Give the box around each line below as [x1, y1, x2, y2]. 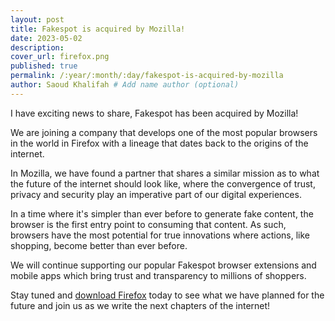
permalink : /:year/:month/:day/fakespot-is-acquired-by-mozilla [10, 71, 284, 81]
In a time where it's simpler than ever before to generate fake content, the [10, 207, 314, 220]
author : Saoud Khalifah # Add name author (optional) [10, 80, 240, 90]
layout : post [10, 14, 65, 25]
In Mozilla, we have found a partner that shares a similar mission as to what [10, 167, 320, 179]
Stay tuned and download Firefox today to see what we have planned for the [10, 289, 325, 301]
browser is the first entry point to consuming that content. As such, [10, 218, 287, 230]
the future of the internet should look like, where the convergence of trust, [10, 177, 316, 190]
